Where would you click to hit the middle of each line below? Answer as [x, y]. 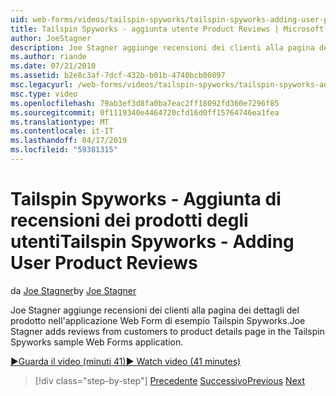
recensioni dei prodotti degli [129, 220]
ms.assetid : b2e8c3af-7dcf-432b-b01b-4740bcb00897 [118, 76]
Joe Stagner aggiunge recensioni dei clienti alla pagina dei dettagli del [155, 310]
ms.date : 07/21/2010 [53, 66]
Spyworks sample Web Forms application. [97, 342]
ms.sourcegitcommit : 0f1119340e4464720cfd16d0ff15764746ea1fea [145, 112]
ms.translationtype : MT [60, 122]
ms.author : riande [48, 57]
